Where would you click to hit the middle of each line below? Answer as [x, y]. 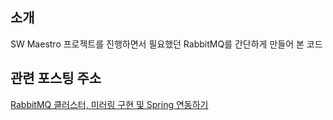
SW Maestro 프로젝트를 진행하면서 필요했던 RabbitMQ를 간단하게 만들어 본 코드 [166, 44]
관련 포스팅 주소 [56, 78]
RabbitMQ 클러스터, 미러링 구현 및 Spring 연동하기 [109, 104]
